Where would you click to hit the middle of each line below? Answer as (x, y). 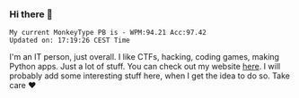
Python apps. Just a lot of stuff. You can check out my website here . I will (145, 67)
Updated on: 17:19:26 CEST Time (70, 41)
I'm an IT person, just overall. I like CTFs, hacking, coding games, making (145, 57)
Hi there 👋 (31, 14)
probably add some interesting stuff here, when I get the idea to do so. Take (149, 76)
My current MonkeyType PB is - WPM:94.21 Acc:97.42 (108, 33)
